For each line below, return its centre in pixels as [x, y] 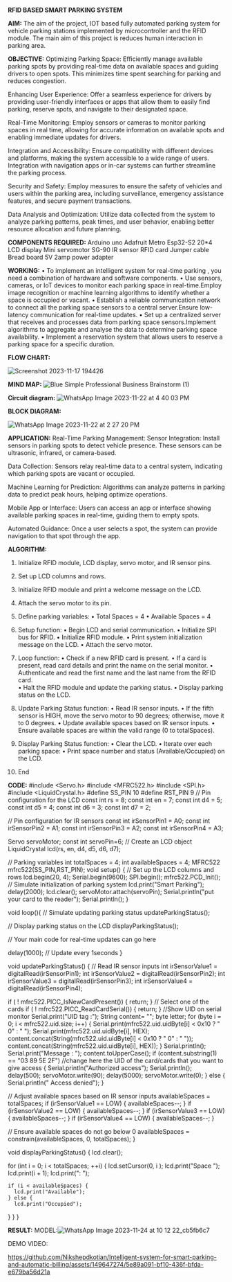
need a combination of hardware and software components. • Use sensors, [115, 278]
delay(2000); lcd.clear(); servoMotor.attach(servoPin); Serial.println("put [111, 892]
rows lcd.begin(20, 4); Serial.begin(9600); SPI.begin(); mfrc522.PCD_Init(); [114, 877]
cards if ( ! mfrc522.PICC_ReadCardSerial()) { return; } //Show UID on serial [115, 1009]
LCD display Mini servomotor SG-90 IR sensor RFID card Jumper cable [108, 250]
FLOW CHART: [29, 357]
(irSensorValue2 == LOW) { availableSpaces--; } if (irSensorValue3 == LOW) [116, 1111]
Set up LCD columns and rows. [62, 576]
